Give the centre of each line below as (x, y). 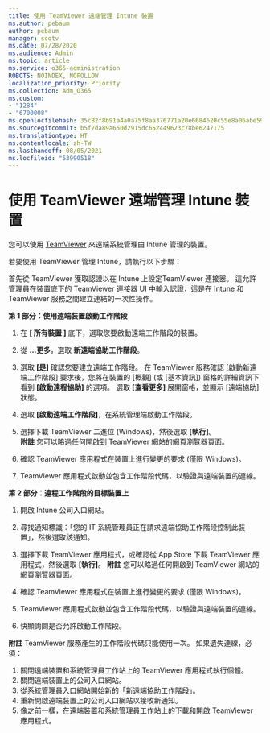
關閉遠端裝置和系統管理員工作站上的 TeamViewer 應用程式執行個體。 (134, 670)
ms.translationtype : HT (48, 135)
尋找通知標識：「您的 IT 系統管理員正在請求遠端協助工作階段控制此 (129, 528)
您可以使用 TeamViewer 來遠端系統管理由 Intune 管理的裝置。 (110, 244)
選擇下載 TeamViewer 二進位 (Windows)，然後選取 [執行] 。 (118, 432)
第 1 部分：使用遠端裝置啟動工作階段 (68, 316)
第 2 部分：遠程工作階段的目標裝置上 (69, 493)
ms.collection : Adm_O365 (50, 91)
